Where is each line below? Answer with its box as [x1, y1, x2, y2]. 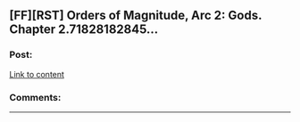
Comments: [9, 91, 62, 103]
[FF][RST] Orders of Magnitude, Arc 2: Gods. [9, 8, 262, 23]
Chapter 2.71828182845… [9, 22, 159, 37]
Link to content [9, 69, 65, 79]
